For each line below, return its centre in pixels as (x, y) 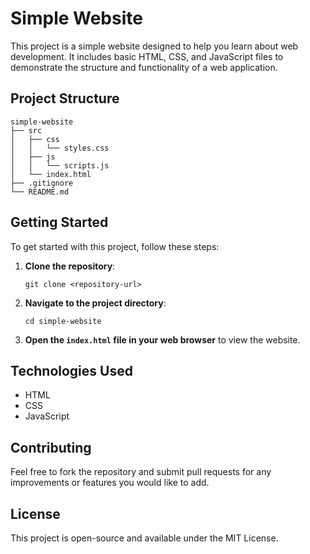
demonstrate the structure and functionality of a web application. (144, 67)
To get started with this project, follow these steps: (115, 246)
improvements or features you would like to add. (110, 483)
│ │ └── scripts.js (60, 165)
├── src (26, 130)
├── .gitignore (42, 183)
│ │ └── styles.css (60, 148)
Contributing (51, 447)
